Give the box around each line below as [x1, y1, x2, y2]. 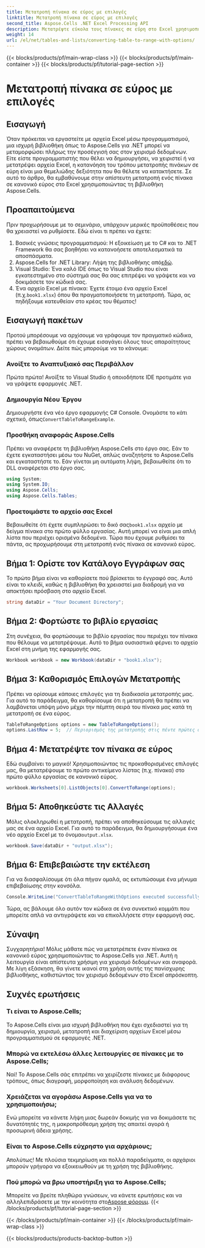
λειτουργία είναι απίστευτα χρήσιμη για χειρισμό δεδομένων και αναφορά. [6, 958, 198, 966]
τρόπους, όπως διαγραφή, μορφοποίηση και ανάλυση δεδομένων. [6, 1077, 175, 1085]
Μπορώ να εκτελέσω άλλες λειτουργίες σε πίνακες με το [6, 1049, 184, 1058]
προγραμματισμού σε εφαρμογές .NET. [6, 1034, 106, 1041]
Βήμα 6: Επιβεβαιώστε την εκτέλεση [6, 859, 151, 870]
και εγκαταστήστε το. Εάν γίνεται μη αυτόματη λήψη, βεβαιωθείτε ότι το [6, 457, 191, 465]
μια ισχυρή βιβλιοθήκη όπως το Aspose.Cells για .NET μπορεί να [6, 142, 170, 149]
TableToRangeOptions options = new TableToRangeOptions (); [6, 721, 160, 728]
